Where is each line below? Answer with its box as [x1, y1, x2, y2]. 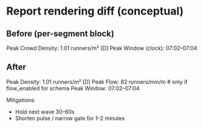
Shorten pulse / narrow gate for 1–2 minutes [15, 114, 125, 122]
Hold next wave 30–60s [15, 108, 75, 115]
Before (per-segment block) [6, 29, 114, 39]
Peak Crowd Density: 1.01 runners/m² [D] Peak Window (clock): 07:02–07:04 [6, 44, 198, 52]
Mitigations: [6, 96, 36, 104]
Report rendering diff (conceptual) [6, 4, 184, 18]
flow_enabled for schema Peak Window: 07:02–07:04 [6, 84, 140, 92]
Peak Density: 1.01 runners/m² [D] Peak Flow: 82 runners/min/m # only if [6, 78, 188, 86]
